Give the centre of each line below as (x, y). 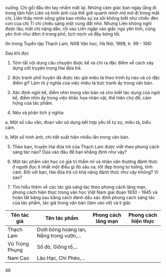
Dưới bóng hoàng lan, (62, 229)
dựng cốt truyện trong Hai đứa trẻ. (47, 68)
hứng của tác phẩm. (33, 103)
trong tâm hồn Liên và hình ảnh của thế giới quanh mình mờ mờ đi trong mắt (82, 13)
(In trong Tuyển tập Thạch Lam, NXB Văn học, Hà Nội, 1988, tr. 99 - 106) (79, 44)
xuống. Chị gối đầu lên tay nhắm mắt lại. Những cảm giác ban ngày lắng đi (81, 8)
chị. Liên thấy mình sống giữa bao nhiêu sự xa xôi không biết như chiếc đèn (82, 18)
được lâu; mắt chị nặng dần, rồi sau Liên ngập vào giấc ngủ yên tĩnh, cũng (80, 29)
